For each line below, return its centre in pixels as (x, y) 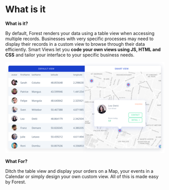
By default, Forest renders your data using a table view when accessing (80, 33)
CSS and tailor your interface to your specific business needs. (70, 55)
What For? (16, 162)
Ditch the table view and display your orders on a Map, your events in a (79, 171)
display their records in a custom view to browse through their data (75, 44)
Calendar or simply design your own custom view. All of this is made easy (82, 177)
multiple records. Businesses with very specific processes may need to (79, 39)
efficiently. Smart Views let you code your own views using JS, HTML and (83, 49)
